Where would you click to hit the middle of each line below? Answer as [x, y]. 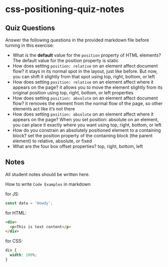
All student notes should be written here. [48, 174]
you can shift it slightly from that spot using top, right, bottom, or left [84, 76]
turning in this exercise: [30, 45]
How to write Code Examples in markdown [48, 184]
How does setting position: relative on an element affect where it [83, 82]
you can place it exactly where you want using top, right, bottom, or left [87, 125]
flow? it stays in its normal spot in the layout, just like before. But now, [85, 71]
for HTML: [16, 212]
